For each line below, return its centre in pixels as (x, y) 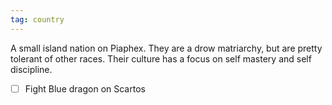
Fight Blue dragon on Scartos (85, 88)
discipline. (31, 69)
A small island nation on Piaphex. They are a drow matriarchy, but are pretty (166, 48)
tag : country (37, 19)
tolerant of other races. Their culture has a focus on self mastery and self (161, 58)
